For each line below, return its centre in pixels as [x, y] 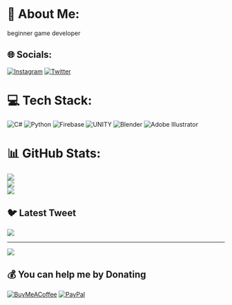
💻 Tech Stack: [50, 100]
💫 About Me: [43, 14]
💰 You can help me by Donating [77, 274]
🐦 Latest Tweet [42, 213]
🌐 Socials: [30, 55]
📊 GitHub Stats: [54, 153]
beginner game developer [44, 33]
